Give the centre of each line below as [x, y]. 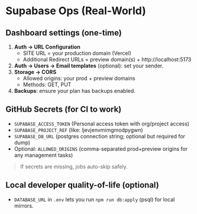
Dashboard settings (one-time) [64, 33]
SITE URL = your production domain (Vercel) [77, 53]
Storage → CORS [35, 72]
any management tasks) [43, 155]
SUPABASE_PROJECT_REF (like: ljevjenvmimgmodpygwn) [78, 130]
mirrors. [24, 206]
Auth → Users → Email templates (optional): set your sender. [89, 66]
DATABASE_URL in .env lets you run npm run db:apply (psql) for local [94, 199]
